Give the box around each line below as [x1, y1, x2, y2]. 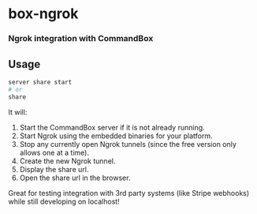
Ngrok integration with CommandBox [8, 33, 154, 44]
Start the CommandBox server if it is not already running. [19, 122, 205, 132]
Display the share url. [19, 164, 89, 174]
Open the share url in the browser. [19, 173, 131, 182]
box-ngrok [8, 5, 79, 23]
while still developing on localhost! [8, 197, 120, 206]
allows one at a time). [19, 148, 89, 157]
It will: [8, 107, 28, 117]
